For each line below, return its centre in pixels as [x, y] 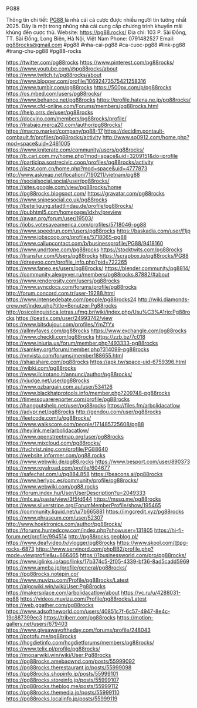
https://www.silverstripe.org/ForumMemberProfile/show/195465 [84, 505]
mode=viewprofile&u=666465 [43, 555]
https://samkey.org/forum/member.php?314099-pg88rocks [78, 349]
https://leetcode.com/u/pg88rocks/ [49, 418]
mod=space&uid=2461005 [38, 144]
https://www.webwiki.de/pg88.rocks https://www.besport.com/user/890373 [98, 461]
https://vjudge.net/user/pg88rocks [48, 380]
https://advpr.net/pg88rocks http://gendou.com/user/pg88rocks [84, 412]
